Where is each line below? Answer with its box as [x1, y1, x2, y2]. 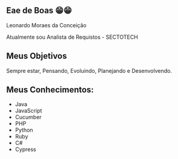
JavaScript [15, 107, 42, 115]
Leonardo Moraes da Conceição [6, 21, 87, 29]
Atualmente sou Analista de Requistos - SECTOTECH [6, 33, 138, 41]
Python [15, 126, 33, 134]
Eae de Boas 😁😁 [6, 5, 72, 16]
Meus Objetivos [6, 51, 67, 61]
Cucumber [15, 113, 42, 121]
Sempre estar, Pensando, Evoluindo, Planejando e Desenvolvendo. [6, 67, 173, 74]
